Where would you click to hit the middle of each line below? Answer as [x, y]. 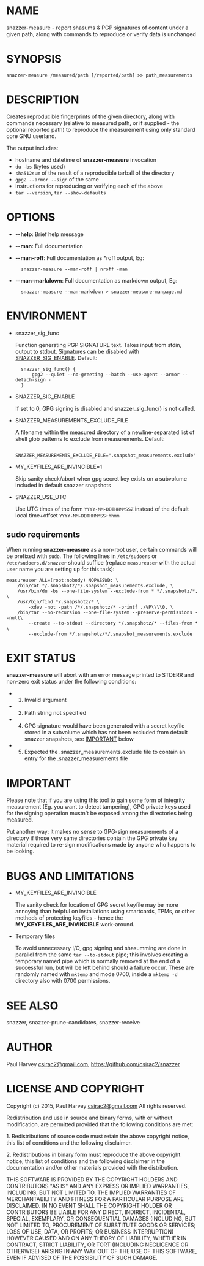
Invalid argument [46, 700]
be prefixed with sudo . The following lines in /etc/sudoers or [82, 556]
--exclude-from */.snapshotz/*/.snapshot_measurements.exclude [110, 634]
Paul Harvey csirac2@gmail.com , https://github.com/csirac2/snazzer [93, 1064]
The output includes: [32, 148]
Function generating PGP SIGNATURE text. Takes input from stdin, [98, 345]
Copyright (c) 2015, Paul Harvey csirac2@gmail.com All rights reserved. [97, 1106]
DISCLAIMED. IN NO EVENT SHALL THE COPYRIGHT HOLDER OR [89, 1206]
